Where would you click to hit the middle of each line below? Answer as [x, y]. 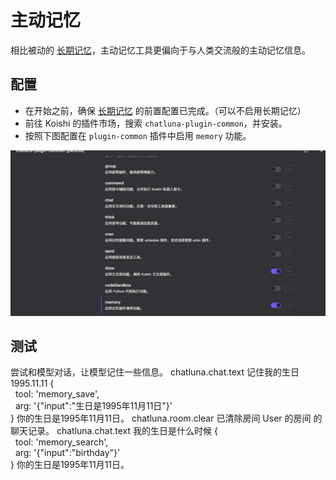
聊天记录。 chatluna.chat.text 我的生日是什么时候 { [114, 431]
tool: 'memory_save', [57, 394]
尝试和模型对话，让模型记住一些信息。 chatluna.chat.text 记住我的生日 [155, 372]
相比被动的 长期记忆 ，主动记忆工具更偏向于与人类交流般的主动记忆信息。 [160, 50]
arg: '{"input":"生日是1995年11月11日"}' [93, 406]
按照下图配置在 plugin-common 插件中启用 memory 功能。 [138, 135]
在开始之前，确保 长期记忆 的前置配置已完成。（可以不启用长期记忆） [165, 110]
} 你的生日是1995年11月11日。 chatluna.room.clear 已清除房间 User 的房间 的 [166, 418]
